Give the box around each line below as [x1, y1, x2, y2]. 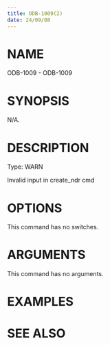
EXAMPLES [7, 294, 74, 310]
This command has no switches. [7, 223, 99, 231]
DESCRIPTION [7, 140, 89, 156]
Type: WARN [7, 163, 43, 171]
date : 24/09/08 [7, 17, 51, 23]
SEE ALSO [7, 325, 66, 341]
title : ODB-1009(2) [7, 10, 63, 17]
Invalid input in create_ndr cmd [7, 176, 95, 185]
